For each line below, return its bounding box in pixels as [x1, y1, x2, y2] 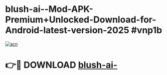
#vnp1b [131, 25, 163, 36]
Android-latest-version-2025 [5, 25, 130, 36]
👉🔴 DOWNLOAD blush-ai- [5, 60, 118, 71]
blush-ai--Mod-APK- [5, 3, 94, 15]
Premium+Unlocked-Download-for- [5, 14, 157, 25]
